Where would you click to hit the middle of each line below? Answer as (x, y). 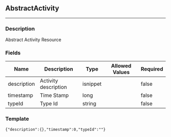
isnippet (92, 84)
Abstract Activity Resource (33, 40)
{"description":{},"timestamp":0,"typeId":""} (55, 129)
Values (121, 72)
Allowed (121, 66)
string (89, 104)
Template (17, 119)
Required (152, 69)
